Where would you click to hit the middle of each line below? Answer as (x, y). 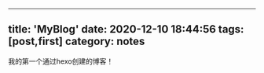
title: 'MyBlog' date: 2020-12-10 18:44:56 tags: (126, 29)
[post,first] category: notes (77, 42)
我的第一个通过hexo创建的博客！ (61, 61)
